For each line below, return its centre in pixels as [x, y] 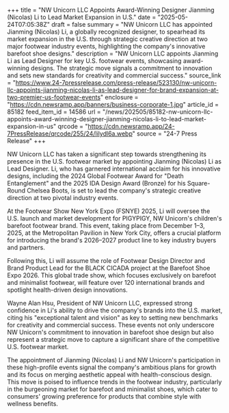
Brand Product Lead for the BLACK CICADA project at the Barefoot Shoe [109, 268]
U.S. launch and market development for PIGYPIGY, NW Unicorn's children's [114, 218]
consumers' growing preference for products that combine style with [104, 396]
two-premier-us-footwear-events [54, 97]
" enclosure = [119, 97]
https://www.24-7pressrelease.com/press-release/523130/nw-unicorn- [116, 83]
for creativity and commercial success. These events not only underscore [111, 325]
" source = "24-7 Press [165, 134]
